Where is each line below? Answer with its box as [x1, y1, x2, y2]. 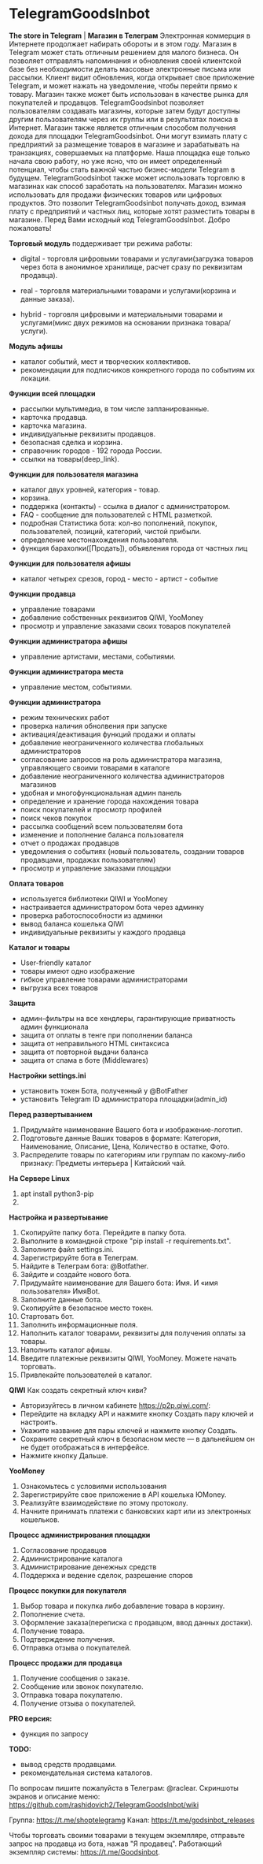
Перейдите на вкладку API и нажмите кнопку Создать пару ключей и [20, 1409, 254, 1418]
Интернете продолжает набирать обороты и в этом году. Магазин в [9, 39, 238, 48]
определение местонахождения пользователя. [20, 535, 179, 544]
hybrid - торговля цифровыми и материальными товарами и [20, 309, 223, 319]
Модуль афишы [9, 341, 64, 351]
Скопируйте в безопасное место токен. [20, 1303, 154, 1313]
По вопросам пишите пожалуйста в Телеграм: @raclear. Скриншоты [9, 1783, 239, 1792]
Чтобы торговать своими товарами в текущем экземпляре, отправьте [9, 1830, 246, 1840]
